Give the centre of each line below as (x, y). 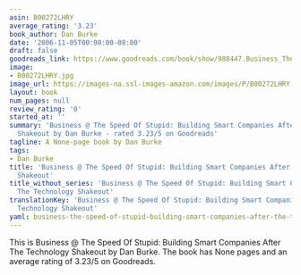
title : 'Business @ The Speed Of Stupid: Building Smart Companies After (150, 167)
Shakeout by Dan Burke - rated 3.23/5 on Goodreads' (118, 134)
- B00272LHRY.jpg (42, 76)
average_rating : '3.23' (54, 26)
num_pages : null (39, 100)
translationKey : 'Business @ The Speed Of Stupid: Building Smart (136, 200)
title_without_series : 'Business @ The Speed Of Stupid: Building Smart (148, 184)
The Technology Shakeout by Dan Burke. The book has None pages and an (148, 252)
